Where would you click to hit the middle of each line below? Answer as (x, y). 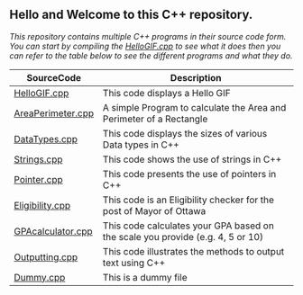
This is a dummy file (145, 277)
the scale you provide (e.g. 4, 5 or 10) (183, 237)
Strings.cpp (38, 159)
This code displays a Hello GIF (167, 93)
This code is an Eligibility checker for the (188, 200)
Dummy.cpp (40, 277)
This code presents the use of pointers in (189, 174)
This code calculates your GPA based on (188, 226)
